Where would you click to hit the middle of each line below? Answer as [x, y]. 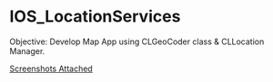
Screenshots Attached [51, 68]
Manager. [27, 50]
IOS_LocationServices [95, 17]
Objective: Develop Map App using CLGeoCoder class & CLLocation [137, 41]
